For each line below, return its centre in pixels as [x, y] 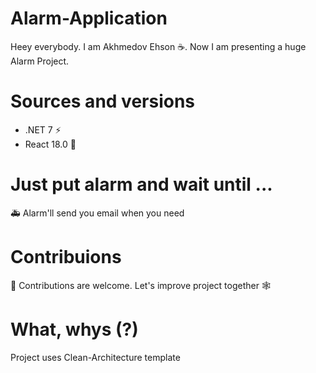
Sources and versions [103, 101]
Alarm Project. [40, 61]
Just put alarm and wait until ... [141, 184]
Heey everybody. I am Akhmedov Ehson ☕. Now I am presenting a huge [158, 46]
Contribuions [66, 257]
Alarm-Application [89, 18]
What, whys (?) [74, 329]
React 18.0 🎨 [50, 144]
